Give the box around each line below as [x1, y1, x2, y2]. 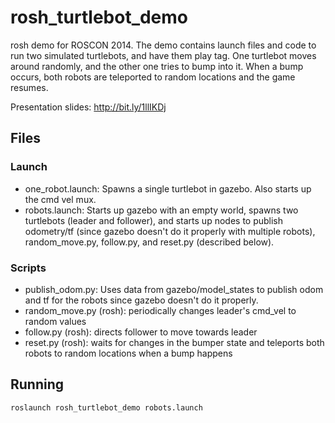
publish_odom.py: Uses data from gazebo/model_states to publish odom [24, 283, 324, 295]
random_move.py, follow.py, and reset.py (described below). [24, 236, 275, 248]
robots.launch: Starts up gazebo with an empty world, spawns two [24, 204, 299, 216]
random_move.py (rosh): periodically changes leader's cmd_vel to [24, 304, 297, 316]
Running [10, 376, 65, 393]
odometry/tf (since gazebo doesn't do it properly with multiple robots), [24, 225, 316, 237]
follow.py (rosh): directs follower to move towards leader [24, 326, 258, 338]
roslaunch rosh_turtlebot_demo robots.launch [10, 402, 203, 413]
